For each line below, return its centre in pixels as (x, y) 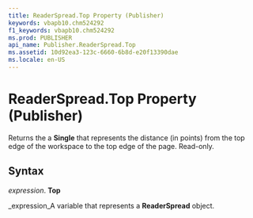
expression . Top (34, 190)
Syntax (26, 171)
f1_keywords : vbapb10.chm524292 (61, 30)
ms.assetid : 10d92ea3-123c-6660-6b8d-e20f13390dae (93, 52)
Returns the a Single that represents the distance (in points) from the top (126, 138)
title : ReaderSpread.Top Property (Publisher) (86, 15)
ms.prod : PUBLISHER (40, 38)
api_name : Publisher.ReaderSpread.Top (72, 45)
